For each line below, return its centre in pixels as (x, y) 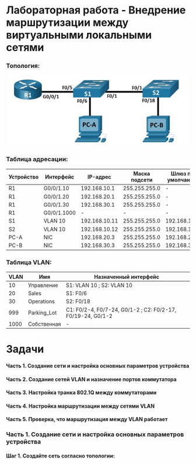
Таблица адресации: (37, 159)
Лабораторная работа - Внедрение (96, 10)
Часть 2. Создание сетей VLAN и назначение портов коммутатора (91, 379)
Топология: (23, 66)
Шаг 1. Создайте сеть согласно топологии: (60, 456)
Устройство (24, 177)
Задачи (25, 349)
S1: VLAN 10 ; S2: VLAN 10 (99, 285)
